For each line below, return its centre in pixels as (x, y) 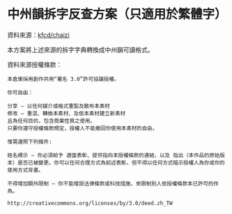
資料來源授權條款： (35, 64)
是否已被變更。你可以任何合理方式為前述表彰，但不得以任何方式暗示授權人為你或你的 (121, 162)
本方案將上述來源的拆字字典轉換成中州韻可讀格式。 (80, 49)
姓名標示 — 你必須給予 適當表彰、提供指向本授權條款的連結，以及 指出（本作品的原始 (114, 155)
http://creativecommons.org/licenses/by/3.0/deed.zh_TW (90, 203)
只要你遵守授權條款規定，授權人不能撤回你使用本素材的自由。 (83, 128)
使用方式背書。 (25, 170)
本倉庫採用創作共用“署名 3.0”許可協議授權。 (63, 79)
